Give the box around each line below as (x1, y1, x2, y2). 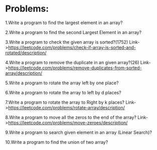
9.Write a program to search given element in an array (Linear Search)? (5, 129, 152, 135)
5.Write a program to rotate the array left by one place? (5, 80, 119, 86)
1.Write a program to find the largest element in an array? (5, 20, 123, 26)
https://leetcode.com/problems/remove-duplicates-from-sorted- (8, 65, 142, 71)
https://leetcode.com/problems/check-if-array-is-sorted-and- (8, 44, 136, 50)
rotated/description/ (5, 50, 47, 56)
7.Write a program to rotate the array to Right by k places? (5, 99, 124, 105)
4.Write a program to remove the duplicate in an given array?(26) (5, 59, 139, 65)
